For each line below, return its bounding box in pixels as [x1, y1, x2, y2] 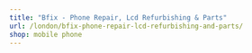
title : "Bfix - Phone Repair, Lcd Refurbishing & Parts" [9, 13, 228, 22]
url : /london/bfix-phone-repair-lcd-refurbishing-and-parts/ [9, 22, 244, 31]
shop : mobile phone [9, 30, 83, 39]
